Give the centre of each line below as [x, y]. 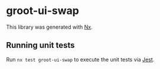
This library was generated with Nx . [49, 27]
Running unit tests [40, 45]
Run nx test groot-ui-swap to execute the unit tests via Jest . [80, 59]
